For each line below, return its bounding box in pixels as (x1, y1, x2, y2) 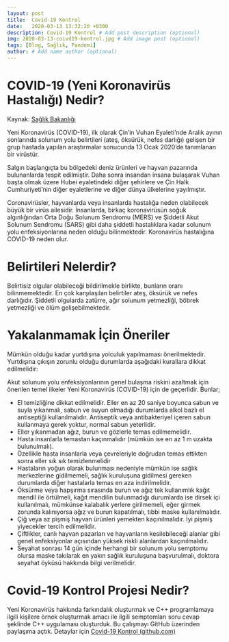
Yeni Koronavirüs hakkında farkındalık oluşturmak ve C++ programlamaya (7, 605, 214, 613)
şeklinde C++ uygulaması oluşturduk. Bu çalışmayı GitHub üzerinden (7, 619, 200, 628)
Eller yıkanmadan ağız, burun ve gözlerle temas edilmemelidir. (16, 428, 191, 436)
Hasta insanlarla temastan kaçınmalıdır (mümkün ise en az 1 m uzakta (16, 434, 213, 443)
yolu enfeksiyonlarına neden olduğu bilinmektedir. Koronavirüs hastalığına (7, 227, 215, 236)
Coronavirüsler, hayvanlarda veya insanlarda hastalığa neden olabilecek (7, 198, 209, 206)
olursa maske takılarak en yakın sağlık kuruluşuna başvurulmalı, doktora (16, 551, 219, 559)
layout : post (7, 10, 44, 17)
